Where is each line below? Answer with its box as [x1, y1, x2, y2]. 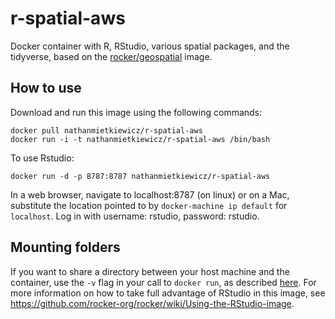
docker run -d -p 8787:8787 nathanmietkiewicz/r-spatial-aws [10, 171, 271, 181]
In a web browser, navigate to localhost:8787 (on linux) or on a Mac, [10, 188, 290, 201]
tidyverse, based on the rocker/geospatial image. [10, 50, 213, 62]
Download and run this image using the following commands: [10, 106, 263, 118]
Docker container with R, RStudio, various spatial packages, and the [10, 40, 290, 52]
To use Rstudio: [10, 152, 75, 164]
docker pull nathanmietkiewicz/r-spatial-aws [10, 125, 203, 136]
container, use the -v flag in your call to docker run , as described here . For [10, 276, 317, 288]
